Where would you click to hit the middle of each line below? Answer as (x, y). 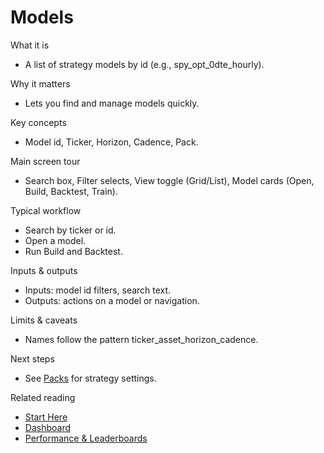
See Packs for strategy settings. (90, 378)
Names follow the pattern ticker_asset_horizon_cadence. (141, 339)
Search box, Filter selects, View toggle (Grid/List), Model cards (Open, (169, 180)
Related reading (43, 397)
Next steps (32, 358)
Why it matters (40, 83)
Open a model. (55, 240)
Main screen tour (45, 161)
